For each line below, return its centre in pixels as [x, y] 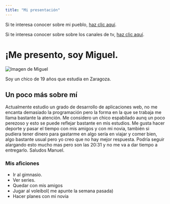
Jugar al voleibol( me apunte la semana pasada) [63, 191]
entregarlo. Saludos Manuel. [35, 150]
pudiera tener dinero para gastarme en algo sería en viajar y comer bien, [81, 134]
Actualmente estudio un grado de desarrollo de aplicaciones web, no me [81, 107]
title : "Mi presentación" [33, 10]
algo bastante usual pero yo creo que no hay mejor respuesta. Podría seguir [85, 139]
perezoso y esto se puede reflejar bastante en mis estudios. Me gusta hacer [85, 123]
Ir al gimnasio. [27, 174]
